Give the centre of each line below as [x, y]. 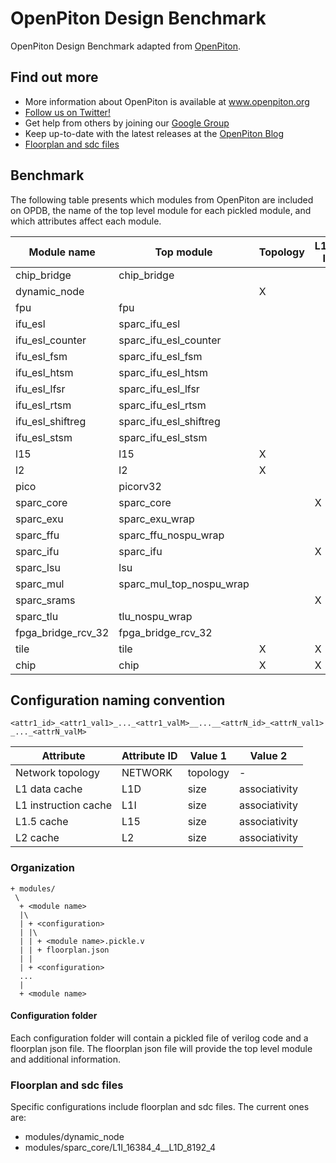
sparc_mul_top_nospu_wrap [184, 584]
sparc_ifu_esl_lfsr [159, 389]
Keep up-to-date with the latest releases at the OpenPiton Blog [154, 133]
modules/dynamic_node [74, 1137]
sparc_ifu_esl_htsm [163, 372]
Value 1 [208, 756]
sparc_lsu [38, 567]
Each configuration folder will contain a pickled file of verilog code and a [159, 1038]
